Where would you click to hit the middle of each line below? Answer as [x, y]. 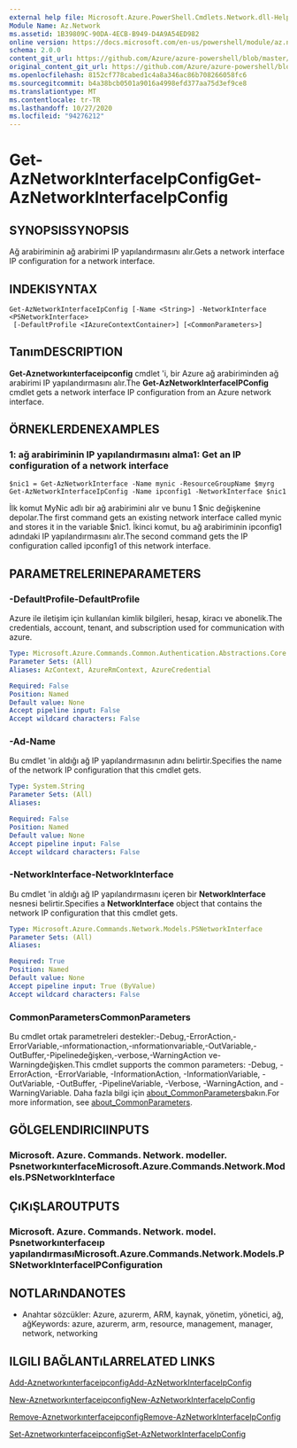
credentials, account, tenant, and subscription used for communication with [147, 628]
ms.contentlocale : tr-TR [55, 100]
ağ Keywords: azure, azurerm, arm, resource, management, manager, [147, 1324]
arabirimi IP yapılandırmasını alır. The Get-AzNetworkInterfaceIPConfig [139, 383]
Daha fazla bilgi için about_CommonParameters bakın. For [177, 1093]
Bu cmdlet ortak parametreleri [64, 1037]
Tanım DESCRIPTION [66, 352]
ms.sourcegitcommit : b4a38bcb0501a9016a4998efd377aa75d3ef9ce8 [128, 83]
